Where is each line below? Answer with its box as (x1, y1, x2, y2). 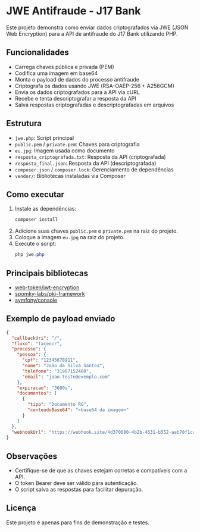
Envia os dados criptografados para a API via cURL (14, 88, 140, 96)
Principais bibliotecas (6, 268, 89, 278)
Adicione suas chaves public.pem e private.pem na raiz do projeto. (14, 227, 179, 234)
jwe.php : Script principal (14, 134, 74, 141)
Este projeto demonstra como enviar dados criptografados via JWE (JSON (6, 24, 189, 31)
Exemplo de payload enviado (6, 314, 115, 324)
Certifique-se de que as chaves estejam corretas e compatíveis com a (14, 467, 187, 474)
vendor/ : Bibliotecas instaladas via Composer (14, 172, 126, 179)
